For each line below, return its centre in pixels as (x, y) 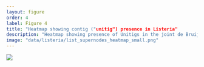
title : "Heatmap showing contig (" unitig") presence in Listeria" (92, 29)
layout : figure (25, 12)
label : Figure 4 (27, 23)
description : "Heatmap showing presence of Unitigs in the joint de (95, 35)
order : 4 (17, 18)
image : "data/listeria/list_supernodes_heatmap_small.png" (83, 40)
